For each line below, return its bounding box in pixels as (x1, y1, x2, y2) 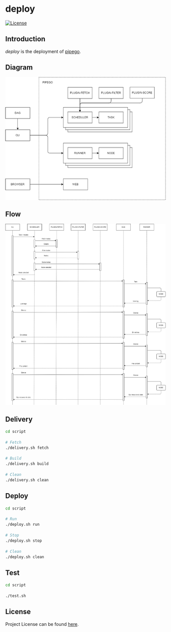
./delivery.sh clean (5, 477, 49, 482)
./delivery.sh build (5, 461, 49, 467)
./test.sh (5, 593, 26, 598)
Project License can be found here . (5, 621, 79, 627)
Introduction (5, 35, 46, 43)
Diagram (5, 63, 33, 72)
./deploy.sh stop (5, 538, 42, 543)
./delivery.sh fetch (5, 445, 49, 450)
